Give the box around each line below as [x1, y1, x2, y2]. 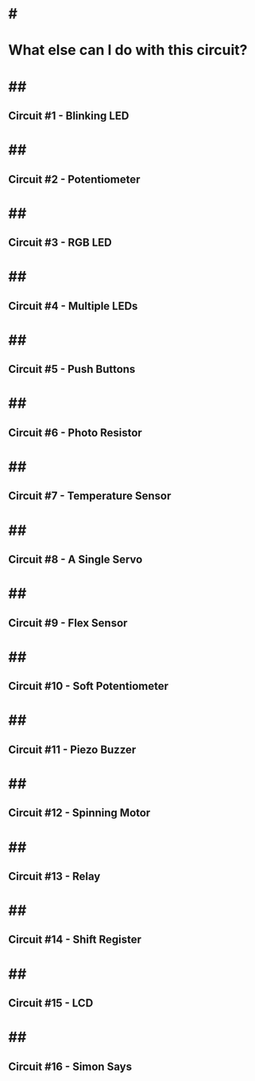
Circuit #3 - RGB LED [8, 236, 113, 250]
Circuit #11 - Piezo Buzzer [8, 742, 137, 756]
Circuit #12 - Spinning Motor [8, 806, 151, 819]
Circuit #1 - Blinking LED [8, 109, 129, 122]
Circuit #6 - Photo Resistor [8, 426, 143, 440]
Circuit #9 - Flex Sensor [8, 616, 128, 630]
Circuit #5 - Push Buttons [8, 362, 136, 376]
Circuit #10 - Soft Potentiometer [8, 680, 169, 693]
